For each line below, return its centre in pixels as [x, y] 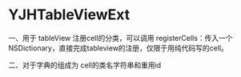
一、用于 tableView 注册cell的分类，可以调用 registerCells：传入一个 [121, 38]
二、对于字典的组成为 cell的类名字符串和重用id [85, 65]
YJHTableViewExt [69, 15]
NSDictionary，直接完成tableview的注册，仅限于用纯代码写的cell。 [118, 48]
